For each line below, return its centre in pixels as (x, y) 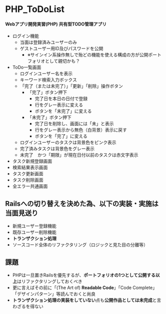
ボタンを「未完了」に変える (63, 111)
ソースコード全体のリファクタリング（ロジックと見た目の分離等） (80, 245)
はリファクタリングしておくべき (49, 281)
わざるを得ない (28, 306)
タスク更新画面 (28, 174)
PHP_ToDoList (35, 9)
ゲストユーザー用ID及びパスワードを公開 (61, 49)
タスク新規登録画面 (32, 161)
